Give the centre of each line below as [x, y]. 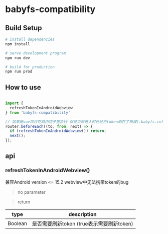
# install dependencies [30, 39]
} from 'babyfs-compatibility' [38, 112]
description [82, 214]
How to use [23, 87]
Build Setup [24, 28]
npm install [18, 44]
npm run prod [19, 71]
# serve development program [36, 53]
